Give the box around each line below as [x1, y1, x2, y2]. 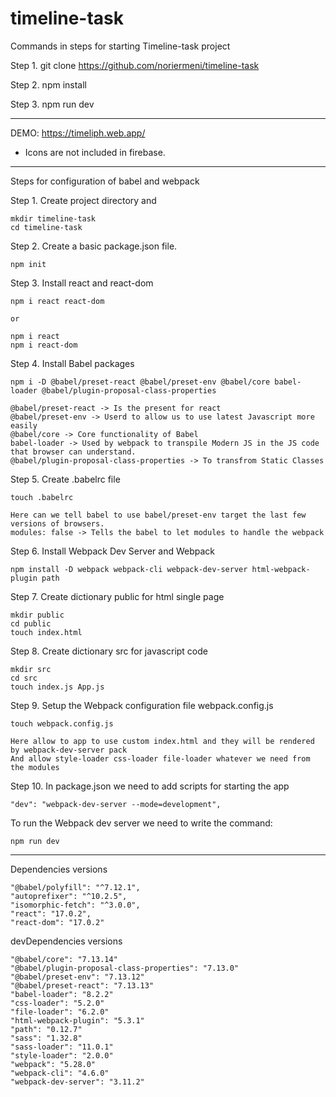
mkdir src [10, 664, 52, 674]
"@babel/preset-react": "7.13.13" [10, 980, 155, 991]
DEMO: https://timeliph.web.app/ [10, 127, 146, 139]
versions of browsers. [10, 518, 105, 529]
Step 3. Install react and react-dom [10, 277, 154, 289]
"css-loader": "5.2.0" [10, 998, 105, 1008]
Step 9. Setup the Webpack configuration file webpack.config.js [10, 699, 274, 711]
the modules [10, 762, 60, 772]
